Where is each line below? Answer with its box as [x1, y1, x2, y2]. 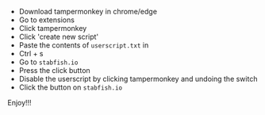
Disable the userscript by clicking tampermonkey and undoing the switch [18, 75, 258, 83]
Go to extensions [18, 15, 75, 25]
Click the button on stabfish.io [18, 82, 123, 92]
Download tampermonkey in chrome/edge [18, 7, 158, 16]
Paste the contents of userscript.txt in [18, 40, 149, 50]
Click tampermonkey [18, 24, 87, 33]
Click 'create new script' [18, 32, 99, 41]
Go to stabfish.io [18, 57, 79, 67]
